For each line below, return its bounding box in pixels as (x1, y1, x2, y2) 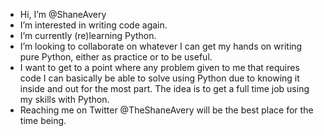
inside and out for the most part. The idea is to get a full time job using (19, 83, 310, 94)
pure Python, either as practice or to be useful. (19, 51, 213, 63)
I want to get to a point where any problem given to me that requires (19, 62, 300, 73)
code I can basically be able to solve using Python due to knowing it (19, 72, 300, 84)
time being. (19, 115, 67, 126)
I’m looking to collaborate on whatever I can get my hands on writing (19, 40, 303, 52)
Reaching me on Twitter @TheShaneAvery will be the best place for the (19, 104, 314, 116)
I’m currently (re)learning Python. (19, 30, 157, 41)
